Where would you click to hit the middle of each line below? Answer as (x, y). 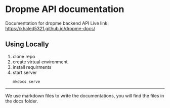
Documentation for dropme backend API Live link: (57, 23)
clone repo (24, 56)
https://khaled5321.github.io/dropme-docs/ (50, 28)
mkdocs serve (26, 81)
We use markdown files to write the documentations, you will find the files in (85, 95)
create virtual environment (40, 62)
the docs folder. (22, 101)
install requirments (32, 67)
